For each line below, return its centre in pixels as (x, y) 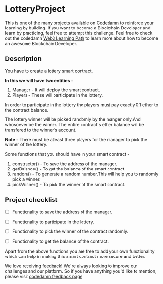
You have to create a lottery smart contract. (49, 71)
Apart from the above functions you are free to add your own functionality (80, 251)
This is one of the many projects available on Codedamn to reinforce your (79, 23)
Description (23, 59)
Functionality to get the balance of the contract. (60, 241)
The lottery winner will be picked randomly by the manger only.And (73, 119)
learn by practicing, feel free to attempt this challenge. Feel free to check (79, 33)
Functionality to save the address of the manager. (62, 212)
